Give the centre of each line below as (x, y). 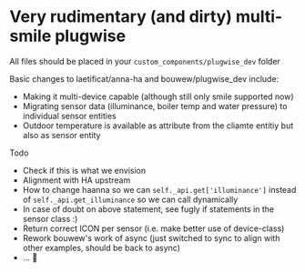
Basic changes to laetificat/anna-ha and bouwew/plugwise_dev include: (144, 78)
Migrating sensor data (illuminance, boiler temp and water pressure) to (155, 106)
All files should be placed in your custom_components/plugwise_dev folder (145, 61)
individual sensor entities (69, 116)
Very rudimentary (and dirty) (121, 17)
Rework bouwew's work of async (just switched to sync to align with (151, 237)
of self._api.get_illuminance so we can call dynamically (130, 199)
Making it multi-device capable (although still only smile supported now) (158, 96)
